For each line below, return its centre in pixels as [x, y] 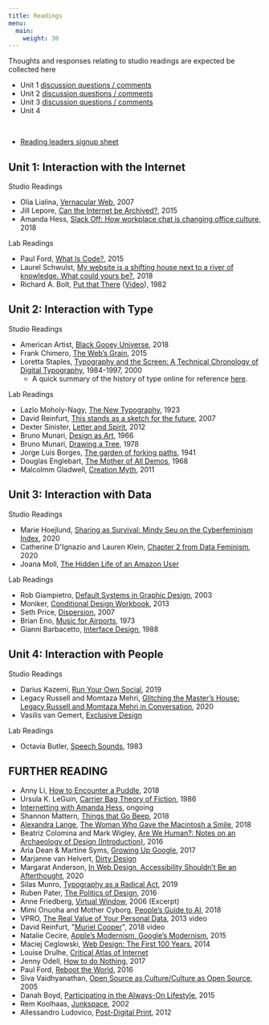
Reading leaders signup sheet [69, 142]
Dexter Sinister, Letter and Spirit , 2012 [83, 427]
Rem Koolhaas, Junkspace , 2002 [75, 1004]
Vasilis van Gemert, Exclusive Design [81, 715]
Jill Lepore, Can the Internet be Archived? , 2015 [99, 210]
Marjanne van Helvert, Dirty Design [78, 859]
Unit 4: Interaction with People [86, 654]
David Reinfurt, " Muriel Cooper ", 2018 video [92, 927]
